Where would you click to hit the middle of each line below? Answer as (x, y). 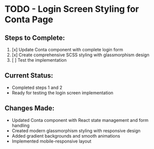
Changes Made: (30, 108)
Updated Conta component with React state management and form (80, 120)
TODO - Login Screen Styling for (72, 9)
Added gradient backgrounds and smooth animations (66, 136)
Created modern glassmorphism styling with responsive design (76, 130)
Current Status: (29, 76)
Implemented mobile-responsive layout (52, 141)
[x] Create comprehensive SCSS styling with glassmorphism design (80, 55)
